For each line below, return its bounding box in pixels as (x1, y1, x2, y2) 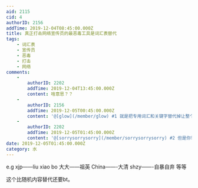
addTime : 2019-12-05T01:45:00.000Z (27, 129, 115, 136)
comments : (6, 69, 31, 75)
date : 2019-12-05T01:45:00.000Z (6, 140, 85, 147)
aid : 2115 (6, 8, 31, 15)
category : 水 (6, 146, 37, 152)
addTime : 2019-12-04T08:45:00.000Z (6, 25, 94, 31)
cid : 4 (6, 14, 22, 20)
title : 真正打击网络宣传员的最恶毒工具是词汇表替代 (6, 31, 117, 37)
